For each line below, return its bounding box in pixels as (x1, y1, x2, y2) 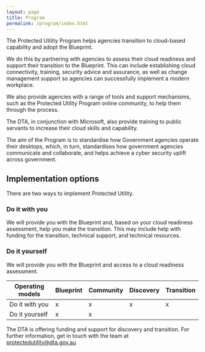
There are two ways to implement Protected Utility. (6, 190, 134, 197)
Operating (14, 282, 45, 290)
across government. (6, 156, 57, 163)
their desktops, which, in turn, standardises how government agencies (6, 143, 184, 150)
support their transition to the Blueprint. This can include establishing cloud (6, 62, 196, 69)
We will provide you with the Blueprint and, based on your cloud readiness (6, 219, 193, 226)
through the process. (6, 106, 59, 114)
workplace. (6, 81, 35, 89)
